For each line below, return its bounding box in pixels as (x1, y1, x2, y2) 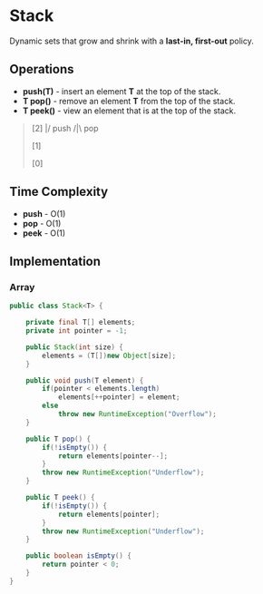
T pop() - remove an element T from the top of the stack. (22, 95, 236, 106)
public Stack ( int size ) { (25, 342, 124, 352)
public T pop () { (25, 434, 92, 443)
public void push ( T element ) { (25, 375, 144, 385)
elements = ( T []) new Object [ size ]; (42, 351, 177, 360)
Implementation (9, 253, 102, 268)
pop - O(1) (22, 218, 62, 229)
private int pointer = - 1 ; (25, 326, 128, 336)
